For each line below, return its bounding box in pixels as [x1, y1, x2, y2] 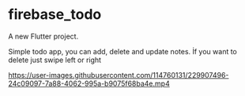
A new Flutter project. [8, 31, 79, 41]
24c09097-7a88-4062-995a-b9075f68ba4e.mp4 [8, 79, 170, 88]
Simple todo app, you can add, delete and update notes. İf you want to [8, 46, 237, 56]
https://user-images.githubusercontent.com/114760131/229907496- [8, 70, 229, 79]
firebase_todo [8, 6, 102, 24]
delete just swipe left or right [8, 55, 101, 65]
